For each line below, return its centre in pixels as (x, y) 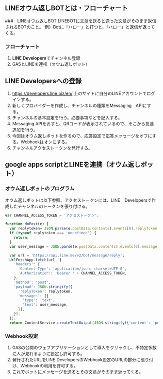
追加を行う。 (25, 130)
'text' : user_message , (45, 305)
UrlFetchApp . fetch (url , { (36, 260)
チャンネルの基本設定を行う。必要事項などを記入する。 (67, 118)
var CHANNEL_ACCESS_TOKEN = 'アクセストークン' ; (52, 215)
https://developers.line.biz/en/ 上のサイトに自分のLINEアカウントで (79, 93)
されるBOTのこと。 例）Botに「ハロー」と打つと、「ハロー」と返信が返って (80, 27)
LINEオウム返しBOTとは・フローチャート (66, 8)
